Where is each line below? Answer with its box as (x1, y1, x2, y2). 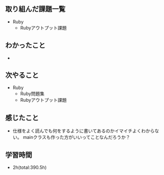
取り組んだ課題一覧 (5, 5, 65, 14)
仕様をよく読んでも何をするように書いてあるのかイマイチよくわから (12, 128, 155, 134)
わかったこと (5, 41, 46, 50)
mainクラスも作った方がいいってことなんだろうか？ (22, 134, 130, 140)
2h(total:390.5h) (12, 164, 47, 170)
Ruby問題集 (20, 91, 45, 97)
